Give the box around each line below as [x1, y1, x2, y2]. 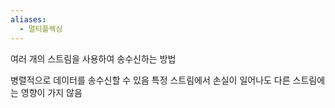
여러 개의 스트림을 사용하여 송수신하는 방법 [10, 52, 177, 65]
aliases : [10, 14, 47, 25]
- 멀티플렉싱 [19, 24, 63, 34]
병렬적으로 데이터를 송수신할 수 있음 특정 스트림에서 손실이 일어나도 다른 [10, 74, 291, 86]
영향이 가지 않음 [20, 86, 83, 98]
